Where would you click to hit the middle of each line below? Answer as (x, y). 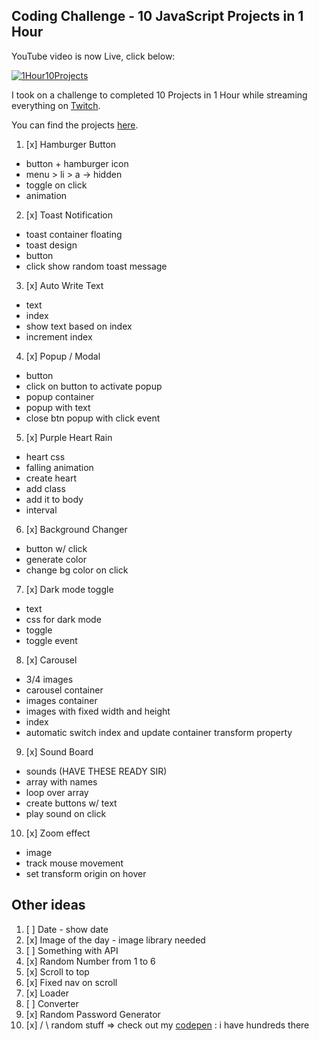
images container (61, 700)
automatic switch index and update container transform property (159, 732)
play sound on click (66, 813)
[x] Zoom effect (58, 833)
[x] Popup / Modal (63, 356)
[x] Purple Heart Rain (69, 437)
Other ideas (48, 905)
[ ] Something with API (72, 950)
